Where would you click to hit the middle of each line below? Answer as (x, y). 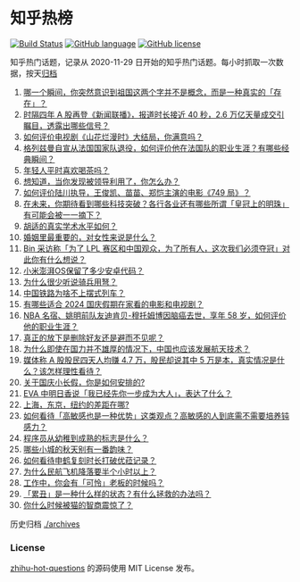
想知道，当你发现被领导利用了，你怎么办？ (101, 181)
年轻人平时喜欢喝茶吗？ (66, 170)
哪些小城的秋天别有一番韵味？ (78, 449)
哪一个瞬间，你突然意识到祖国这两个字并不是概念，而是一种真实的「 (148, 92)
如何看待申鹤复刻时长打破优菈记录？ (90, 460)
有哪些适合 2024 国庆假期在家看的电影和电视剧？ (113, 303)
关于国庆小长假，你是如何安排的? (84, 382)
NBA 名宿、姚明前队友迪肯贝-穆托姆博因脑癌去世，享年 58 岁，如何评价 (154, 315)
